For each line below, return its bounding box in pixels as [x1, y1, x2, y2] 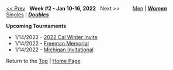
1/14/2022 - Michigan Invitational [14, 46, 94, 53]
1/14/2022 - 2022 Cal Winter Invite [14, 34, 98, 40]
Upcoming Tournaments [6, 23, 67, 29]
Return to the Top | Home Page [6, 58, 81, 64]
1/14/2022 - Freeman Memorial [14, 40, 89, 47]
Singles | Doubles [6, 11, 49, 18]
